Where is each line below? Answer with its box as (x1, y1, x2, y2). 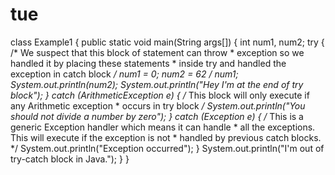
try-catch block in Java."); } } (10, 153, 130, 165)
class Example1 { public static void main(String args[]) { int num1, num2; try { (10, 36, 325, 48)
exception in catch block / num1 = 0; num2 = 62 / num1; (10, 68, 239, 80)
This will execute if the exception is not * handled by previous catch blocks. (10, 131, 322, 143)
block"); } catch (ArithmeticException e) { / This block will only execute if (10, 89, 310, 101)
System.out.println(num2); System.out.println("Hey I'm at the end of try (10, 78, 304, 90)
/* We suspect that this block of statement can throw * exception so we (10, 46, 305, 58)
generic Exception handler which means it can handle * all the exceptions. (10, 121, 316, 133)
